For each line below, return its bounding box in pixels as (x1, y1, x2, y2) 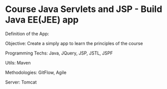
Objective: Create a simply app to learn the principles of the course (5, 40, 143, 46)
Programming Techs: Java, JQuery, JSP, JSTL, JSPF (5, 50, 113, 56)
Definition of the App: (5, 30, 49, 36)
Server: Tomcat (5, 79, 37, 85)
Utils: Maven (5, 59, 31, 65)
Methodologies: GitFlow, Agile (5, 69, 67, 75)
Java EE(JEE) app (5, 14, 79, 25)
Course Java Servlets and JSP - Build (5, 3, 163, 15)
